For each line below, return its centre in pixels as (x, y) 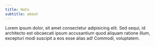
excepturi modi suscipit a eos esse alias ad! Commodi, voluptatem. (73, 38)
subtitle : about (22, 14)
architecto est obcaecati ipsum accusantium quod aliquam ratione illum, (78, 33)
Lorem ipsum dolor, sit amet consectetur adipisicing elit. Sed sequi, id (75, 28)
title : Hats (17, 9)
